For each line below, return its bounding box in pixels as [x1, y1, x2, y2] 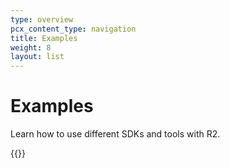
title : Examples [10, 33, 78, 43]
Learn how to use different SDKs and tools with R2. [10, 128, 221, 140]
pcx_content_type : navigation [10, 24, 137, 34]
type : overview [10, 14, 74, 25]
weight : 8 [10, 42, 52, 53]
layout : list [10, 52, 65, 62]
